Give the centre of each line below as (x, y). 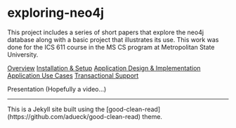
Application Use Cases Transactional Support (73, 76)
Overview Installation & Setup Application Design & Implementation (104, 68)
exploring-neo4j (55, 13)
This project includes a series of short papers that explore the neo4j (106, 32)
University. (23, 55)
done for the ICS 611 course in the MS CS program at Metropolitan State (111, 47)
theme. (152, 116)
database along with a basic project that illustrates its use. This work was (113, 39)
